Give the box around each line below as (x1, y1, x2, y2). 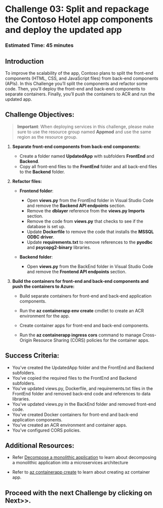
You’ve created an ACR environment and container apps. (12, 422, 128, 428)
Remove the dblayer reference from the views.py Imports (27, 208, 145, 213)
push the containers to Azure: (12, 283, 75, 289)
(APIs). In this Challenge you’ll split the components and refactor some (5, 80, 148, 87)
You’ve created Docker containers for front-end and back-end (12, 412, 138, 418)
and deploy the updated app (5, 25, 122, 35)
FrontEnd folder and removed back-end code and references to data (12, 390, 151, 396)
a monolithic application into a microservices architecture (12, 460, 129, 466)
